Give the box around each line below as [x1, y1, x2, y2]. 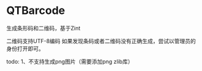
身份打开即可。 [6, 45, 44, 52]
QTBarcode [6, 4, 65, 18]
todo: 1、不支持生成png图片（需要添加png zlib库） [6, 58, 133, 65]
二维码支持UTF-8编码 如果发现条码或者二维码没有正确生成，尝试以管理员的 [6, 37, 196, 44]
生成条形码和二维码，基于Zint [6, 24, 81, 32]
